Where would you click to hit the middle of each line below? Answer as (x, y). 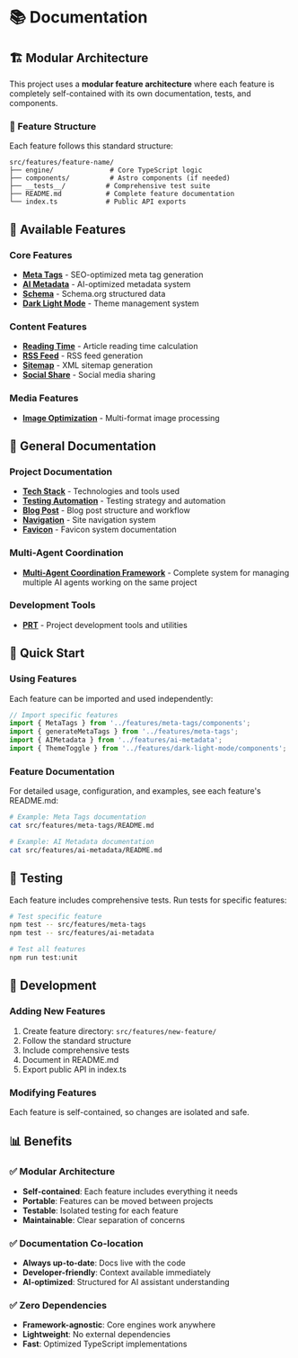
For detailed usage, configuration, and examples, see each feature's (136, 791)
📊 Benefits (41, 1142)
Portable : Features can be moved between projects (118, 1201)
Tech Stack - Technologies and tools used (101, 491)
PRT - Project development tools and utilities (105, 625)
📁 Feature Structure (53, 126)
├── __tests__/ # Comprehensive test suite (110, 186)
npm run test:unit (44, 958)
